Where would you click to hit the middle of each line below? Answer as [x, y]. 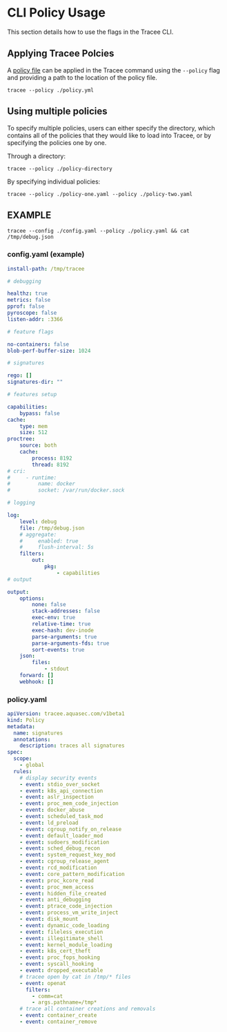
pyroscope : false [32, 313]
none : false [49, 605]
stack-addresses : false [66, 611]
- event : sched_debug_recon [60, 848]
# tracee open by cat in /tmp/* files [75, 977]
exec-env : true [54, 618]
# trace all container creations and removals [88, 1009]
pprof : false [26, 306]
